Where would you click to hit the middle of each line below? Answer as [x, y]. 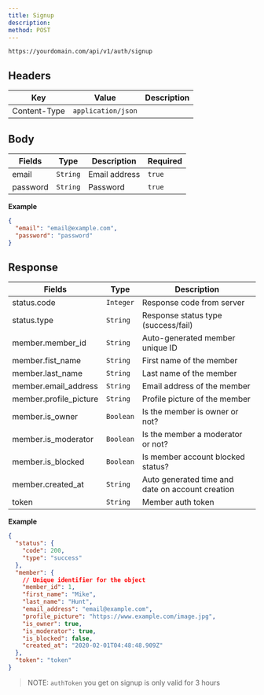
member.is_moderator [53, 439]
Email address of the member [196, 386]
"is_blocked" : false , [57, 638]
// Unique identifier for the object [84, 580]
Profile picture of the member [196, 399]
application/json [105, 111]
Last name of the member [189, 373]
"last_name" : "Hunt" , [57, 602]
